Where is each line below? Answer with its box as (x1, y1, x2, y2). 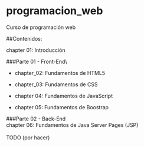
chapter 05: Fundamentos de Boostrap (14, 103, 109, 110)
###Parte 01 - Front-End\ (6, 58, 67, 65)
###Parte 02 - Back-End (6, 115, 66, 122)
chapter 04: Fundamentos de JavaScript (14, 92, 113, 99)
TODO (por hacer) (6, 134, 50, 141)
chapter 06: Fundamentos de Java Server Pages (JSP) (6, 121, 139, 128)
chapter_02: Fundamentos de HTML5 (14, 69, 106, 76)
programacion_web (6, 4, 103, 18)
